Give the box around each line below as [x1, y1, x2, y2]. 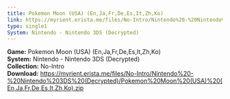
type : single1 [7, 23, 48, 29]
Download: [7, 70, 39, 78]
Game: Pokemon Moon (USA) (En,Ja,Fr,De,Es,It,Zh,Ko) [7, 48, 161, 56]
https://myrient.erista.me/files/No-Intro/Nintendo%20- [40, 70, 194, 78]
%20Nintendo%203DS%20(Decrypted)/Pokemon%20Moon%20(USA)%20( [7, 76, 222, 85]
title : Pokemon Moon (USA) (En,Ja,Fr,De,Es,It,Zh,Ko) [7, 10, 164, 17]
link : [7, 16, 23, 23]
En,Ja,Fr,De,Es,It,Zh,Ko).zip [7, 84, 84, 92]
